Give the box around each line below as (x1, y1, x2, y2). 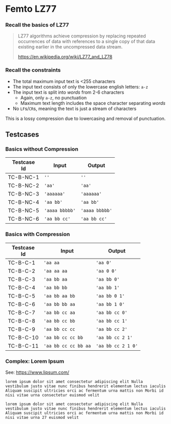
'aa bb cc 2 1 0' (95, 343, 138, 349)
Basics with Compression (5, 231, 70, 238)
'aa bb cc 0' (95, 309, 128, 315)
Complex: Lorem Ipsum (5, 357, 65, 365)
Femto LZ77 (5, 3, 57, 15)
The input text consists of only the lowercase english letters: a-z (12, 83, 148, 90)
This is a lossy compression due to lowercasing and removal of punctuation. (5, 115, 166, 121)
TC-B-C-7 (8, 309, 36, 316)
